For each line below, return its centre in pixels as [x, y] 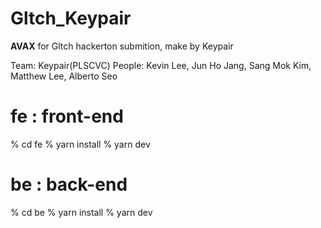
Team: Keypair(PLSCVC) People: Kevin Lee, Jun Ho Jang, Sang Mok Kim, [161, 65]
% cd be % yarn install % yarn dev [81, 212]
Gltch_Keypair [71, 18]
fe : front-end [67, 116]
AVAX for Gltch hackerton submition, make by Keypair [122, 46]
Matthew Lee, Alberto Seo [64, 76]
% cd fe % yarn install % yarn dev [80, 144]
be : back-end [69, 184]
